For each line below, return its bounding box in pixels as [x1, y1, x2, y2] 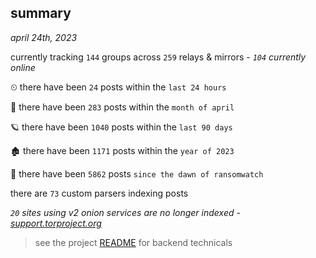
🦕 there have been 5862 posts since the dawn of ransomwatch [10, 167, 264, 180]
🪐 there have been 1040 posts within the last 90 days [10, 121, 233, 133]
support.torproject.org [10, 217, 102, 229]
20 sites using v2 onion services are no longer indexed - [10, 206, 241, 218]
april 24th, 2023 [10, 31, 78, 43]
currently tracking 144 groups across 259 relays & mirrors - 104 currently [10, 51, 307, 63]
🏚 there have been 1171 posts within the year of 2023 [10, 144, 235, 156]
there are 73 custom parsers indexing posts [10, 187, 189, 199]
